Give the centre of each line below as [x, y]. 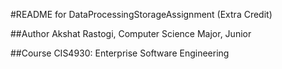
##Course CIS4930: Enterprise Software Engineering [120, 53]
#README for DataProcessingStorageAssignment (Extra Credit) [141, 14]
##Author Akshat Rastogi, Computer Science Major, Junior [131, 33]
